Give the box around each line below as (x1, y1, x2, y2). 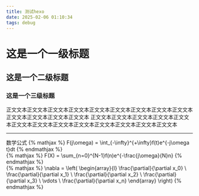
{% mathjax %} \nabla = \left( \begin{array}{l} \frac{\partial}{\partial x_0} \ (6, 165, 187, 172)
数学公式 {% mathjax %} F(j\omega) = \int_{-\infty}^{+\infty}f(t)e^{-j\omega (6, 139, 190, 146)
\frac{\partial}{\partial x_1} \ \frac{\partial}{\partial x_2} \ (6, 171, 142, 178)
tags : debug (6, 20, 36, 25)
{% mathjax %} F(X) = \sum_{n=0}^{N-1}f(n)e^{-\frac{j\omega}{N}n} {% (6, 152, 182, 159)
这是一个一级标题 (6, 47, 90, 60)
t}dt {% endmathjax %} (6, 146, 63, 153)
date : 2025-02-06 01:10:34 (6, 14, 73, 20)
